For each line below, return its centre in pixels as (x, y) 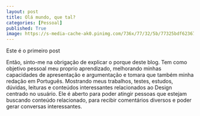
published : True (26, 28)
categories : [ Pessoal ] (34, 23)
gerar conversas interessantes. (44, 106)
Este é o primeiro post (33, 51)
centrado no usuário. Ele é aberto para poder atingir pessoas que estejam (97, 94)
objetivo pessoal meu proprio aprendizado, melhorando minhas (84, 68)
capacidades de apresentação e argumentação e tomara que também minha (100, 75)
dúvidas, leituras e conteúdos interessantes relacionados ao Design (89, 87)
